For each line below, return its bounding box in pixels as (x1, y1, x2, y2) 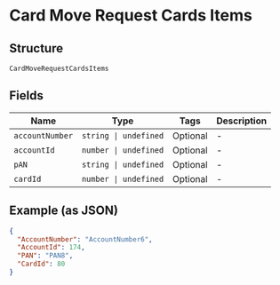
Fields (9, 88, 44, 103)
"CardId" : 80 (17, 259, 66, 269)
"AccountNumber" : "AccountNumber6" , (17, 234, 153, 244)
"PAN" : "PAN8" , (17, 251, 74, 260)
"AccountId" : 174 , (17, 243, 86, 252)
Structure (9, 41, 64, 56)
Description (216, 115, 268, 127)
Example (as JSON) (9, 203, 118, 218)
